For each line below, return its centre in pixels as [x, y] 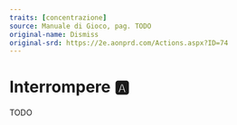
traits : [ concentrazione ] [58, 18]
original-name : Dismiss [54, 34]
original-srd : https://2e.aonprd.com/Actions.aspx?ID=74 [119, 43]
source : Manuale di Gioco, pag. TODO [81, 26]
